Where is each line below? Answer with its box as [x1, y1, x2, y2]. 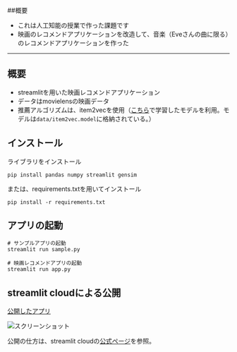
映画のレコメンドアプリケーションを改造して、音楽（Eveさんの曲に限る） [17, 30, 229, 38]
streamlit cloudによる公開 [7, 286, 121, 298]
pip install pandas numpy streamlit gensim [7, 171, 138, 178]
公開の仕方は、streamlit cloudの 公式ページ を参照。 [7, 337, 156, 346]
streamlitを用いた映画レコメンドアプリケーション [17, 87, 161, 97]
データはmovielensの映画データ [17, 97, 109, 105]
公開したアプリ [7, 307, 51, 315]
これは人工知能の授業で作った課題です [17, 21, 129, 30]
